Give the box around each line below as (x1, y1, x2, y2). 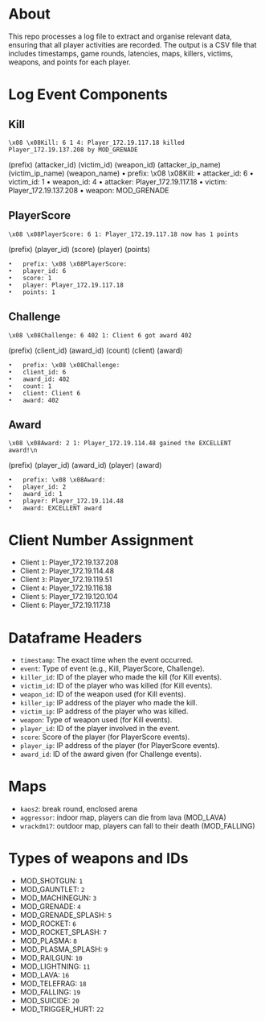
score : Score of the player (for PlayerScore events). (19, 732, 190, 742)
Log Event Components (8, 85, 169, 104)
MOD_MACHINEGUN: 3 (19, 893, 97, 903)
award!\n (8, 446, 38, 455)
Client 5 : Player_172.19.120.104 (19, 592, 118, 601)
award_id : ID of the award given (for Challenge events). (19, 750, 202, 759)
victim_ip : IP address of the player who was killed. (19, 706, 189, 717)
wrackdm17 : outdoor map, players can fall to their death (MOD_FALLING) (19, 821, 255, 831)
